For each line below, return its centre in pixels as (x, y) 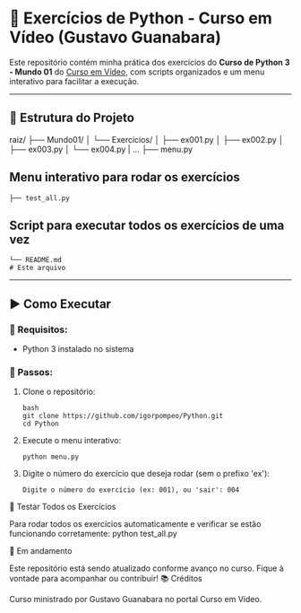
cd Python (41, 424)
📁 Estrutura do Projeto (72, 118)
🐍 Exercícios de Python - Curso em (141, 18)
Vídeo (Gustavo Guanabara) (115, 37)
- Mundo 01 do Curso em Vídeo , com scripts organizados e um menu (137, 72)
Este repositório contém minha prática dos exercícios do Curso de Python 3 (150, 62)
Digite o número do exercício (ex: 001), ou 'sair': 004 (131, 490)
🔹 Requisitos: (39, 329)
